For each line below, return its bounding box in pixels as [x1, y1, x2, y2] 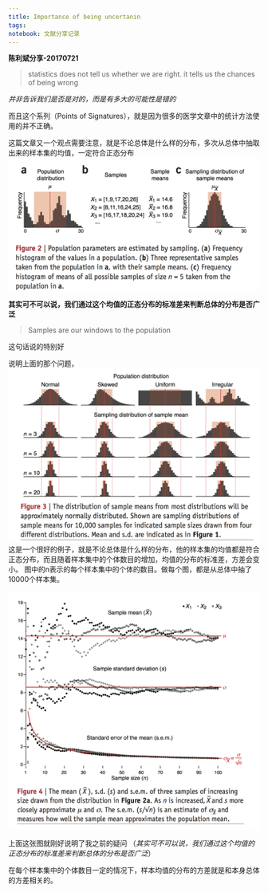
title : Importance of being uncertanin [8, 13, 141, 21]
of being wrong [27, 78, 78, 88]
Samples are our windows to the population [27, 325, 171, 335]
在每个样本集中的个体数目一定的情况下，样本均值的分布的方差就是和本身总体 [8, 866, 260, 875]
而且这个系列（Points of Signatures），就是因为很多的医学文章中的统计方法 [8, 112, 253, 121]
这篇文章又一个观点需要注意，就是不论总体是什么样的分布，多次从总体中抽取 [8, 138, 260, 147]
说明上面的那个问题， [8, 359, 78, 368]
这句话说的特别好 [8, 341, 65, 351]
